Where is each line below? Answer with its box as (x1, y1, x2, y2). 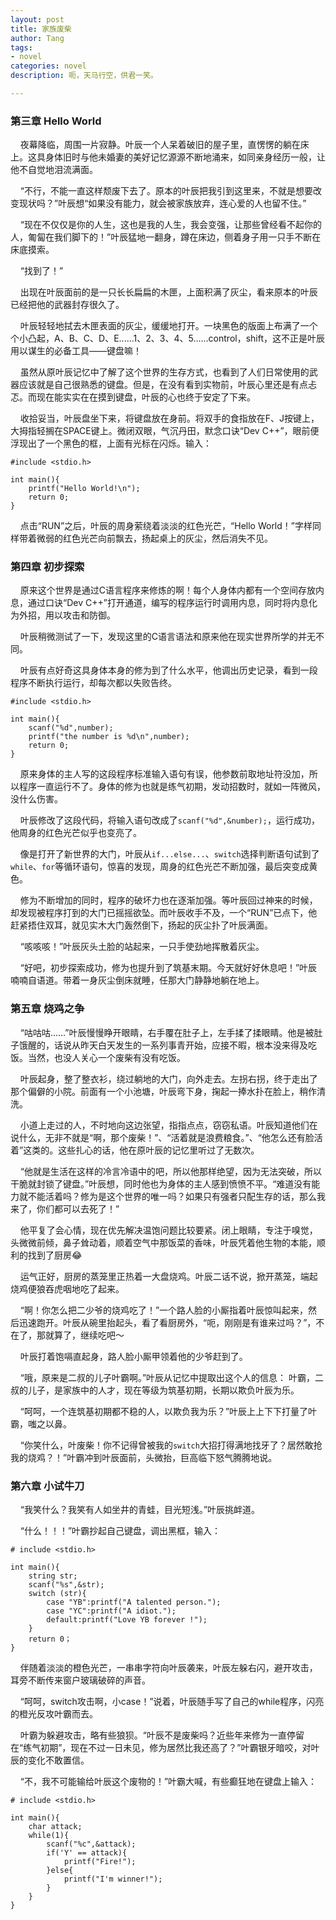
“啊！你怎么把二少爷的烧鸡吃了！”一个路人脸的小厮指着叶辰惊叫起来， (19, 1304, 309, 1316)
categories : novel (10, 61, 87, 71)
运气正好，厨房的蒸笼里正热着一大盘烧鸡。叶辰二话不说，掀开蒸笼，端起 (19, 1270, 318, 1282)
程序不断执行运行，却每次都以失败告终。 (10, 677, 177, 689)
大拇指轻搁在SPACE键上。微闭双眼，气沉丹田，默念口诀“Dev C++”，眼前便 (10, 425, 320, 437)
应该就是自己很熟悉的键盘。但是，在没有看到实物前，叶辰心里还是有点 (18, 379, 308, 391)
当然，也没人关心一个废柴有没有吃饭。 (27, 1051, 186, 1063)
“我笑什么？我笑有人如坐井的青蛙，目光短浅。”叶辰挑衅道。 (19, 1504, 261, 1516)
